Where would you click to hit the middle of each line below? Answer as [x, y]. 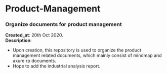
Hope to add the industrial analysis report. [56, 66]
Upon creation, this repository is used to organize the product [77, 50]
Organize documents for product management [64, 24]
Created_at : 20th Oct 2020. [34, 35]
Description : [18, 40]
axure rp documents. [34, 61]
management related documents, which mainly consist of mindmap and [87, 55]
